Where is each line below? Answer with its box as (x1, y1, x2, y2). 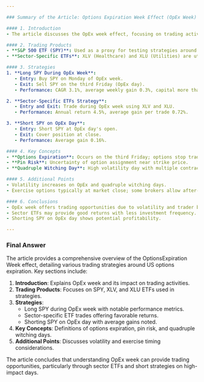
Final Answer (6, 241, 46, 250)
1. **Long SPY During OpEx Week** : (6, 70, 97, 76)
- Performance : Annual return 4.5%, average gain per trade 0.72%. (14, 109, 189, 116)
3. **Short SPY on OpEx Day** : (6, 120, 86, 127)
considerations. (15, 344, 55, 352)
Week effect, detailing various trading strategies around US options (6, 261, 175, 269)
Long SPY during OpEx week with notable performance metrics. (24, 305, 185, 313)
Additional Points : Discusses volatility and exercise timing (15, 338, 161, 345)
